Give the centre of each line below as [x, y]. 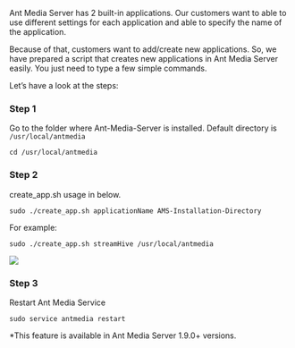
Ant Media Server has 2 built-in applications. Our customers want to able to [148, 13]
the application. [38, 32]
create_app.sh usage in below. [65, 194]
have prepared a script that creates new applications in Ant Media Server [144, 59]
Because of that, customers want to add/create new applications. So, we [143, 49]
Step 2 [24, 175]
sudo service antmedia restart [67, 318]
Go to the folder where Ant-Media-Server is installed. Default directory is [143, 128]
